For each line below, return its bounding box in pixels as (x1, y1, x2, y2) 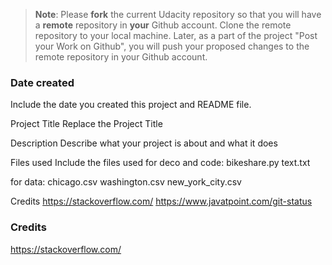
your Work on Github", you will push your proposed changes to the (34, 40, 310, 52)
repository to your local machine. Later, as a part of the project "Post (34, 30, 318, 41)
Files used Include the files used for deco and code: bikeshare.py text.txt (10, 157, 311, 169)
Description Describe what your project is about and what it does (10, 137, 278, 149)
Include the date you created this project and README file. (10, 99, 252, 111)
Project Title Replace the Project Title (10, 118, 163, 130)
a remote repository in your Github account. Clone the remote (34, 19, 292, 31)
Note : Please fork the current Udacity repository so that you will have (34, 9, 322, 20)
